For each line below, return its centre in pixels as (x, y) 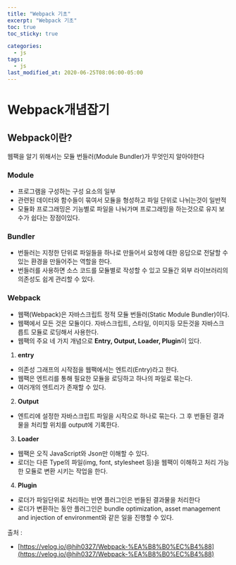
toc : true (22, 27)
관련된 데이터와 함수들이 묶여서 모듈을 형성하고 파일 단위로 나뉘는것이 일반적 (122, 200)
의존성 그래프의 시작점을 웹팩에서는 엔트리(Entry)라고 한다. (98, 369)
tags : (15, 60)
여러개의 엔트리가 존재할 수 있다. (62, 387)
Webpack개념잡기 (58, 109)
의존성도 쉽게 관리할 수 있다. (56, 279)
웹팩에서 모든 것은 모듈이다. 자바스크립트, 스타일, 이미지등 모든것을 (108, 323)
